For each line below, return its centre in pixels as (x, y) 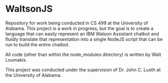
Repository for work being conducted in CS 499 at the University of (77, 23)
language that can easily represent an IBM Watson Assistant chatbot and (82, 34)
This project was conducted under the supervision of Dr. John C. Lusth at (83, 70)
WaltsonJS (29, 9)
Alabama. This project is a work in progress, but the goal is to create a (79, 28)
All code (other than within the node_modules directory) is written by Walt (83, 54)
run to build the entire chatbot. (38, 44)
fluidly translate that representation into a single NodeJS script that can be (84, 39)
